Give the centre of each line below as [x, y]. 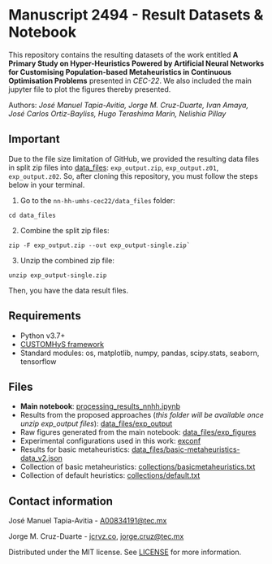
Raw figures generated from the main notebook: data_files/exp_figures [138, 432]
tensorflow [38, 361]
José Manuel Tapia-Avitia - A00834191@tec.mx [88, 521]
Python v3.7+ [43, 336]
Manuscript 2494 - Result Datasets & [136, 15]
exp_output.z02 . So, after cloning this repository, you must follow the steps [133, 176]
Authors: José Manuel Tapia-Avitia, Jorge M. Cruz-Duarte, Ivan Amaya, [129, 105]
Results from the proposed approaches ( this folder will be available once [142, 415]
